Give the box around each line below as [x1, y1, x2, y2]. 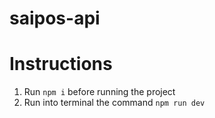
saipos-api [9, 7, 101, 30]
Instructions [9, 53, 113, 76]
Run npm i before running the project [23, 86, 176, 98]
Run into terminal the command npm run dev [23, 97, 206, 109]
